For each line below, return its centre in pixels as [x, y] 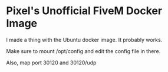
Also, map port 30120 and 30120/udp [51, 63]
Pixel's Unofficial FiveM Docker [84, 11]
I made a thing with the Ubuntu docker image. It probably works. [84, 40]
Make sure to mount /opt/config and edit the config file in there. [83, 51]
